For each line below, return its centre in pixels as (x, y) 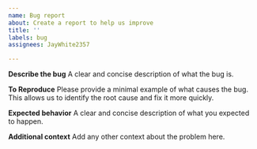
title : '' (25, 30)
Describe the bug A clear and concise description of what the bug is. (121, 74)
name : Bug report (37, 15)
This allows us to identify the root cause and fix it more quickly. (111, 98)
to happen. (26, 121)
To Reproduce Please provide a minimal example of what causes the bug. (128, 89)
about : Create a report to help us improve (81, 23)
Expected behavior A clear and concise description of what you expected (129, 113)
